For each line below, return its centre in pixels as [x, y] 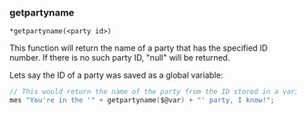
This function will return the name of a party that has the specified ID [139, 48]
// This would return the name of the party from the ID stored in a [144, 92]
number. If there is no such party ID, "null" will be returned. [120, 58]
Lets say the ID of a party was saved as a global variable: [117, 75]
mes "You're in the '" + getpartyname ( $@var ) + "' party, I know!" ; [142, 100]
